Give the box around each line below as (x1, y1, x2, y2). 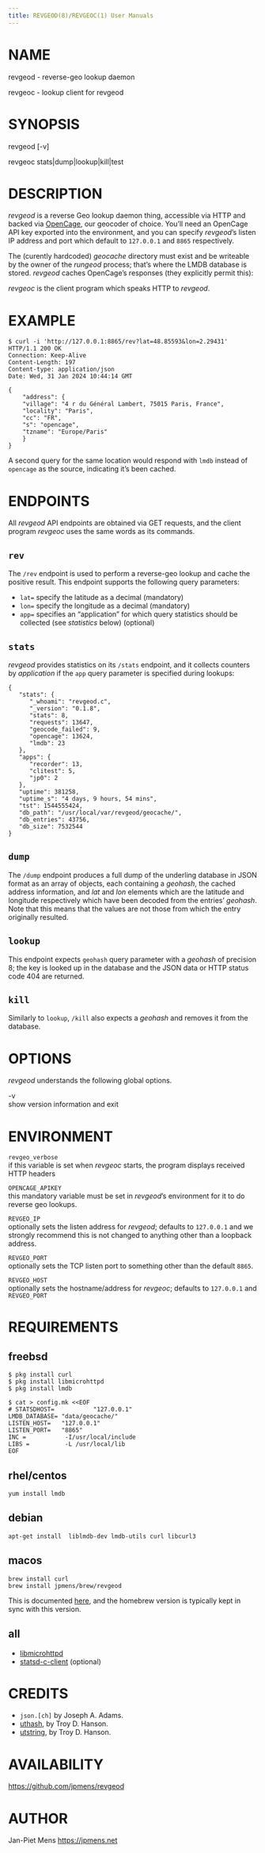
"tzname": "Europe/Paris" (22, 428, 108, 436)
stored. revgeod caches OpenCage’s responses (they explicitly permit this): (8, 268, 254, 278)
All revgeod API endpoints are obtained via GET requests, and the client (8, 518, 241, 528)
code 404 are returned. (8, 971, 85, 981)
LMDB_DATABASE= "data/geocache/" (8, 1413, 119, 1421)
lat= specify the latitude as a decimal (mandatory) (19, 593, 184, 602)
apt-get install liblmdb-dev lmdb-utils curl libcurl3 (8, 1532, 196, 1540)
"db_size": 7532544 (18, 822, 83, 830)
